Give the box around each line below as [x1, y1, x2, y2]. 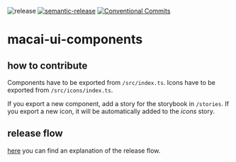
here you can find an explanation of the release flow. [7, 146, 161, 155]
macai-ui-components [7, 32, 143, 47]
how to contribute [7, 59, 88, 71]
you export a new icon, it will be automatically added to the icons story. [7, 107, 215, 115]
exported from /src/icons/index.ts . [7, 86, 113, 94]
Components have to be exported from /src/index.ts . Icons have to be [7, 79, 216, 86]
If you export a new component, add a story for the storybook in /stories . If [7, 100, 229, 108]
